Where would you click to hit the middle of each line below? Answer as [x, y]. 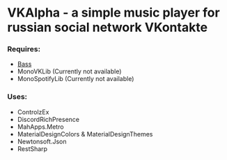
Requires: [24, 49]
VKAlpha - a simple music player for [114, 13]
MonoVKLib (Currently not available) [69, 71]
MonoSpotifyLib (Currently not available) [76, 79]
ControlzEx [33, 112]
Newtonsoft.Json [42, 141]
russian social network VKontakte [107, 27]
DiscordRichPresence [48, 119]
